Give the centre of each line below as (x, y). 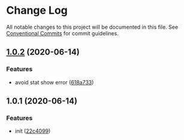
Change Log (37, 10)
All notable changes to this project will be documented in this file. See (92, 27)
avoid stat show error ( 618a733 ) (54, 82)
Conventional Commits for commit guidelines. (62, 33)
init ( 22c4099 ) (33, 131)
